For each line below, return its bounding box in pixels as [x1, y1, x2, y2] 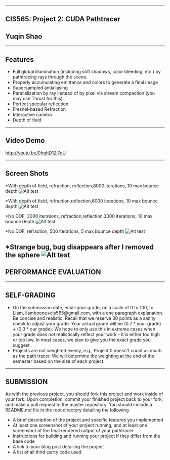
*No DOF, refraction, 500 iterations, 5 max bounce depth [5, 228, 124, 234]
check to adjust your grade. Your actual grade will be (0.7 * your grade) [12, 320, 161, 326]
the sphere [5, 251, 40, 260]
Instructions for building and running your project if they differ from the [12, 433, 161, 439]
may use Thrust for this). [12, 96, 64, 102]
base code [12, 438, 35, 444]
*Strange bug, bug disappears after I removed [5, 243, 154, 252]
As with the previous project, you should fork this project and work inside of [5, 391, 163, 397]
